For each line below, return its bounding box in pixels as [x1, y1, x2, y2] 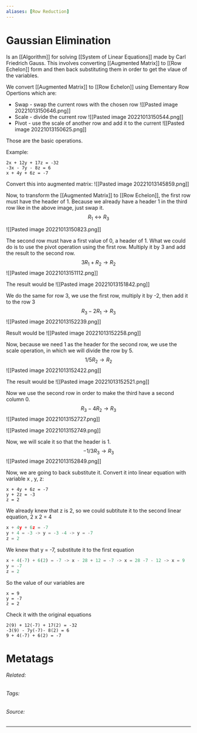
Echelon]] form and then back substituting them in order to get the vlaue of [6, 66, 188, 73]
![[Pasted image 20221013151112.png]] [6, 270, 98, 277]
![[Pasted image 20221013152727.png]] [6, 415, 100, 422]
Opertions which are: [6, 89, 57, 97]
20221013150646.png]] [14, 107, 71, 114]
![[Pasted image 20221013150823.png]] [6, 226, 101, 233]
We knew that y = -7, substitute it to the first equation [6, 546, 134, 553]
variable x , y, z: [6, 475, 44, 482]
